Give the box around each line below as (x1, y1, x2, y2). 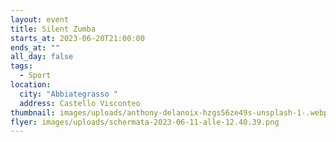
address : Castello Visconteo (19, 98, 141, 108)
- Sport (19, 71, 52, 81)
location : (10, 80, 52, 90)
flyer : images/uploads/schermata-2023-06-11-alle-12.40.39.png (10, 117, 280, 127)
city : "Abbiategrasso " (19, 89, 118, 99)
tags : (10, 61, 33, 71)
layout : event (10, 14, 70, 25)
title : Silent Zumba (10, 24, 97, 34)
